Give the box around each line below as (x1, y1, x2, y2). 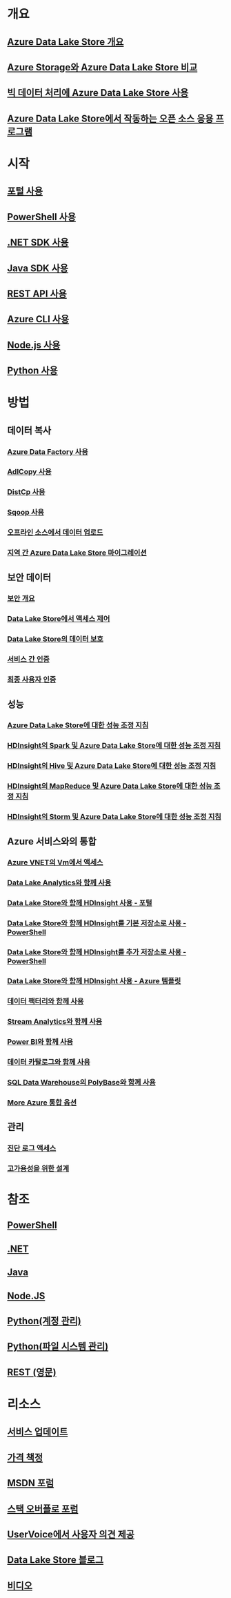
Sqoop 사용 (7, 508, 45, 517)
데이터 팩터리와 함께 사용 (7, 996, 84, 1006)
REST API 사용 (7, 288, 67, 299)
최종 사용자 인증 (7, 675, 57, 684)
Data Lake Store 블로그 (7, 1554, 104, 1566)
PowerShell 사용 (7, 211, 76, 223)
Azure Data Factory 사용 (7, 446, 88, 456)
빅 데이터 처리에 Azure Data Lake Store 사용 (7, 87, 189, 99)
